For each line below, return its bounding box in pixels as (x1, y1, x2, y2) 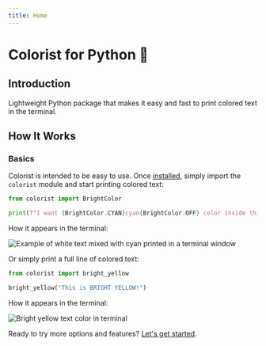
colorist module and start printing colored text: (8, 180, 164, 189)
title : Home (8, 11, 47, 20)
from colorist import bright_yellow (8, 270, 129, 278)
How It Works (8, 130, 77, 143)
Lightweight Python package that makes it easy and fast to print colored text (8, 98, 257, 108)
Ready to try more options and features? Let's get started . (8, 329, 197, 338)
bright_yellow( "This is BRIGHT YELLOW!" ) (8, 283, 147, 291)
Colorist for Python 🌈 (8, 45, 149, 63)
